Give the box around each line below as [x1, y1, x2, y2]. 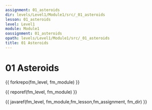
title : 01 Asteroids [5, 41, 49, 46]
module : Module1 [5, 26, 40, 31]
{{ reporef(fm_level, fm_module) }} [5, 89, 78, 95]
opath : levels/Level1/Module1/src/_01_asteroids [5, 36, 110, 41]
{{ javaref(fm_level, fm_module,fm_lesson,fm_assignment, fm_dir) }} [5, 98, 147, 104]
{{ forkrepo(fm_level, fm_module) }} [5, 79, 80, 85]
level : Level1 [5, 21, 35, 27]
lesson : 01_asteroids [5, 17, 51, 22]
